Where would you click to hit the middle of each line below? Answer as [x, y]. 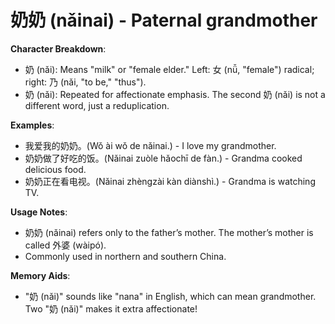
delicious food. [55, 169]
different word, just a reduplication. [97, 105]
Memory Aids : [40, 275]
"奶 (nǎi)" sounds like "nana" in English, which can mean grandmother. [170, 296]
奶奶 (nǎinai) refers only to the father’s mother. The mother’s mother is [169, 232]
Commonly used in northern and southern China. [125, 256]
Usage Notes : [39, 212]
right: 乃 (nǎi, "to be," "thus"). [85, 82]
